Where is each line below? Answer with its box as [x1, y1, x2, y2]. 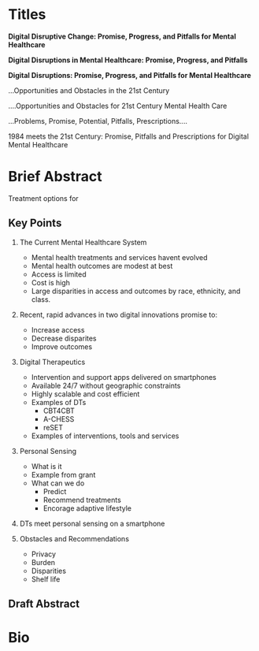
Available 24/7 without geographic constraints [31, 381, 181, 390]
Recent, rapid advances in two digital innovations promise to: [19, 310, 218, 319]
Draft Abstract [8, 597, 80, 611]
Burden [31, 557, 56, 567]
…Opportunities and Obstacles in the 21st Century [8, 85, 170, 95]
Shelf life [31, 574, 61, 584]
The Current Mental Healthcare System [19, 237, 147, 247]
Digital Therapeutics [19, 357, 86, 366]
